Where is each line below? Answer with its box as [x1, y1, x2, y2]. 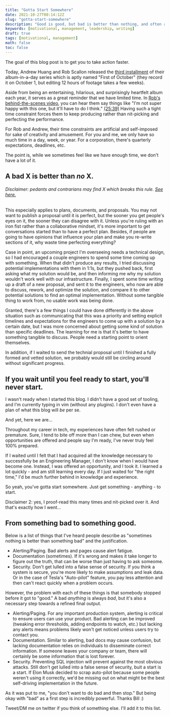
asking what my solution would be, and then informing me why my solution [5, 271, 161, 277]
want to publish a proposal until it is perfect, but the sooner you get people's [5, 213, 164, 219]
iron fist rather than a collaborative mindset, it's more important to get [5, 223, 150, 229]
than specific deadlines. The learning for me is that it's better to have [5, 329, 149, 335]
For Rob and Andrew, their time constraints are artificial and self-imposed [5, 126, 158, 132]
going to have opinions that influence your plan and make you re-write [5, 234, 152, 240]
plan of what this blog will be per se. [5, 407, 81, 413]
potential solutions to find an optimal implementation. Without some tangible [5, 292, 164, 299]
